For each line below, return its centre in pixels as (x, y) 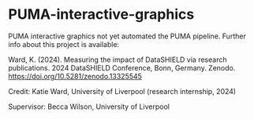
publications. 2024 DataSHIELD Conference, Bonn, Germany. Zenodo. (122, 67)
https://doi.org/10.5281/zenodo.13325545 (75, 76)
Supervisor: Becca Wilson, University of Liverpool (89, 106)
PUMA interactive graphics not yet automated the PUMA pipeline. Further (127, 36)
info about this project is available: (64, 44)
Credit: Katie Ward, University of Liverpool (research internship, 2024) (122, 91)
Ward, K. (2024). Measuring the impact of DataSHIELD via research (118, 59)
